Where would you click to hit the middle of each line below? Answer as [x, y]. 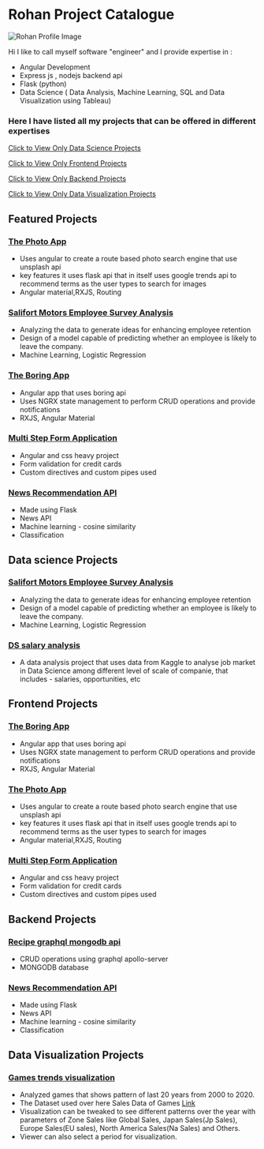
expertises [29, 130]
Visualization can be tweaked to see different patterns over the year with [138, 1112]
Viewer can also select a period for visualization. [98, 1137]
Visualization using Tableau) [65, 100]
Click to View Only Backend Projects [67, 178]
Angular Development [55, 67]
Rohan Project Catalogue [91, 15]
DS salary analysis [45, 645]
